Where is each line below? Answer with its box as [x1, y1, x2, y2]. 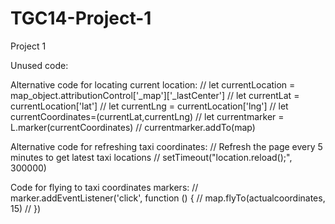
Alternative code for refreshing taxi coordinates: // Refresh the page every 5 [10, 140, 323, 152]
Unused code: [10, 59, 69, 71]
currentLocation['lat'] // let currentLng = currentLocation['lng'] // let [10, 100, 289, 112]
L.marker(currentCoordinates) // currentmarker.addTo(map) [10, 121, 256, 133]
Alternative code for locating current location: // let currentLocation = [10, 78, 296, 91]
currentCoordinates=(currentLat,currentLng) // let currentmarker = [10, 110, 285, 122]
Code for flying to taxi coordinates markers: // [10, 181, 199, 193]
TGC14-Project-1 [10, 7, 152, 30]
